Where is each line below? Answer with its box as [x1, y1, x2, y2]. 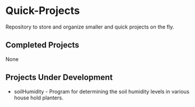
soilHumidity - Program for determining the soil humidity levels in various [13, 88, 190, 95]
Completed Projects [5, 40, 79, 50]
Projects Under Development [5, 73, 113, 83]
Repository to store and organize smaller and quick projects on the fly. [5, 23, 175, 30]
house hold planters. [13, 94, 64, 101]
